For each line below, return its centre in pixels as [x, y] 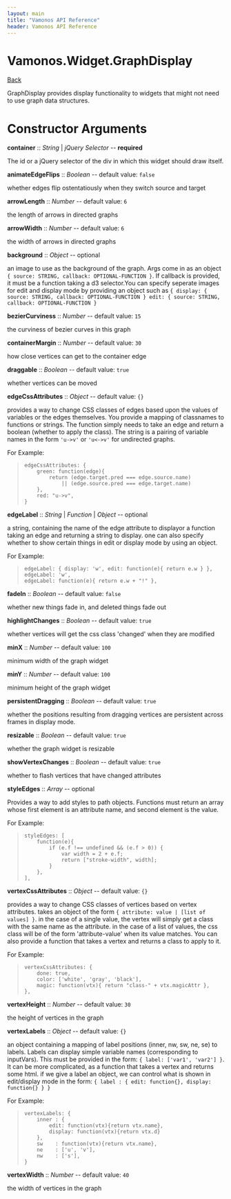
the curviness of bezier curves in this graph [69, 330]
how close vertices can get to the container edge [77, 357]
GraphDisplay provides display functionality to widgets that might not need [113, 93]
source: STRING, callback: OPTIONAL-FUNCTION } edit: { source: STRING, [114, 297]
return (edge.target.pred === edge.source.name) [120, 478]
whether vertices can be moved [52, 383]
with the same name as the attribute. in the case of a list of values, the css [113, 927]
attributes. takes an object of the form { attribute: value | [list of [107, 912]
